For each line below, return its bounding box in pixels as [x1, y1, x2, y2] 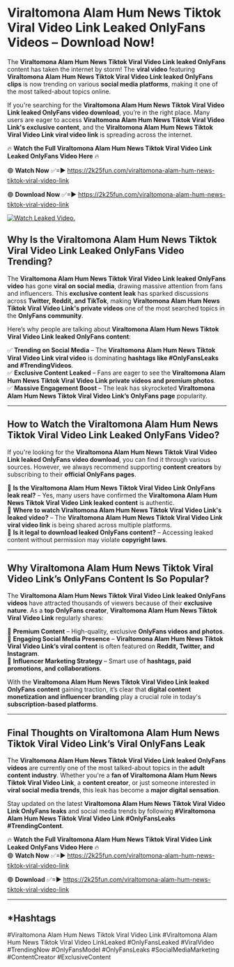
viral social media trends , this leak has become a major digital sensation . [7, 786, 221, 795]
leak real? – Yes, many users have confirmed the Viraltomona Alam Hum [7, 490, 218, 500]
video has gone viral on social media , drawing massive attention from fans [7, 281, 223, 290]
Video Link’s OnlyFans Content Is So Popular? [7, 573, 210, 585]
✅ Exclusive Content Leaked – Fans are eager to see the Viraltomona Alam [7, 368, 226, 377]
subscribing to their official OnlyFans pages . [7, 470, 136, 479]
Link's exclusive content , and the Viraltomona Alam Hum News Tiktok [7, 123, 214, 131]
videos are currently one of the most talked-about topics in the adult [7, 764, 205, 772]
